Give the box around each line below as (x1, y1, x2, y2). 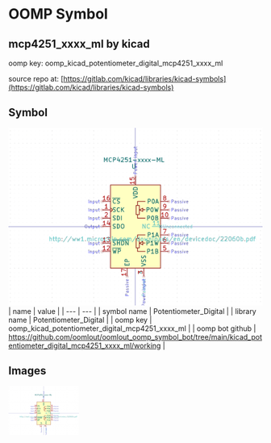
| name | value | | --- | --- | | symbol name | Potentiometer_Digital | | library (8, 306, 256, 316)
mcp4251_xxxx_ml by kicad (8, 37, 151, 51)
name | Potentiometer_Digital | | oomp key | (8, 315, 152, 324)
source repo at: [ (8, 74, 64, 83)
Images (8, 364, 47, 378)
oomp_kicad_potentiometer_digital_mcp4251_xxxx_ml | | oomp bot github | (8, 324, 256, 333)
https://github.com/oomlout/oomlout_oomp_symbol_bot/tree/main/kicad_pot (8, 332, 262, 341)
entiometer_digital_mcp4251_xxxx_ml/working (8, 341, 161, 350)
